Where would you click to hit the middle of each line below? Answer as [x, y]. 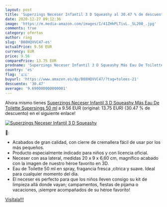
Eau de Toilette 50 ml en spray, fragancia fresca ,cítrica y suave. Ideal [83, 168]
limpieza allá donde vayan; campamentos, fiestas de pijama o [75, 184]
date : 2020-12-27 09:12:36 [33, 19]
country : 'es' [20, 70]
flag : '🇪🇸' [17, 75]
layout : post [19, 10]
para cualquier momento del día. [45, 174]
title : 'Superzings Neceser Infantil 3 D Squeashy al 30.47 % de [74, 14]
